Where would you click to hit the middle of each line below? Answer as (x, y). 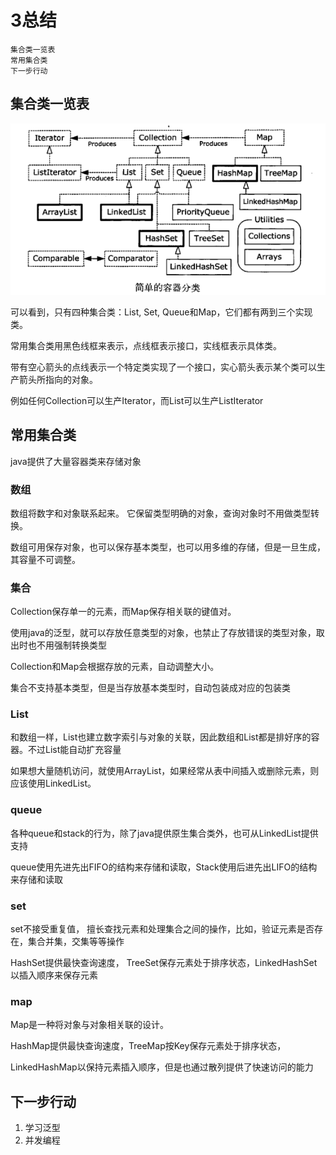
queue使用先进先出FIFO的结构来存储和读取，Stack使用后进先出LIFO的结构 (164, 867)
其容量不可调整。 (45, 559)
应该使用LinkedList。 (53, 783)
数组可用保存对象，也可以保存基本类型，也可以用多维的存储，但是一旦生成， (168, 547)
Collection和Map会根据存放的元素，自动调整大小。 (115, 667)
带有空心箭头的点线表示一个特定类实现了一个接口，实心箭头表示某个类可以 (163, 367)
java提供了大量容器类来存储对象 (76, 461)
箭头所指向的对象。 (58, 379)
